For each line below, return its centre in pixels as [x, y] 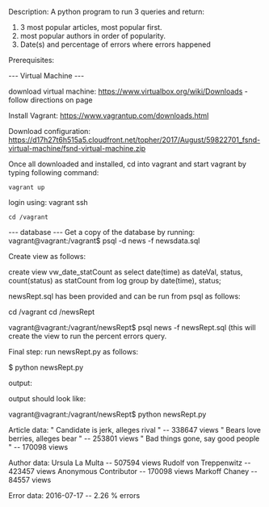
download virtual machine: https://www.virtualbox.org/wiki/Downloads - [128, 91]
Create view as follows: [47, 256]
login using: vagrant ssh [48, 202]
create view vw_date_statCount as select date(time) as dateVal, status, [126, 272]
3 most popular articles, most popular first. [91, 27]
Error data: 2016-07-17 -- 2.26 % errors [74, 495]
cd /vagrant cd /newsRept [52, 312]
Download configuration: [50, 131]
